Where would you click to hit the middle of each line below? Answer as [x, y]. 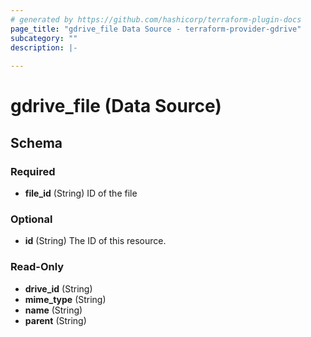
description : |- [44, 47]
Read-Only [37, 267]
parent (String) [55, 320]
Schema [36, 142]
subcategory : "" [44, 38]
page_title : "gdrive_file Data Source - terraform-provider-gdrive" [156, 29]
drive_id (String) [58, 288]
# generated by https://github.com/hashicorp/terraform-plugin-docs [156, 19]
